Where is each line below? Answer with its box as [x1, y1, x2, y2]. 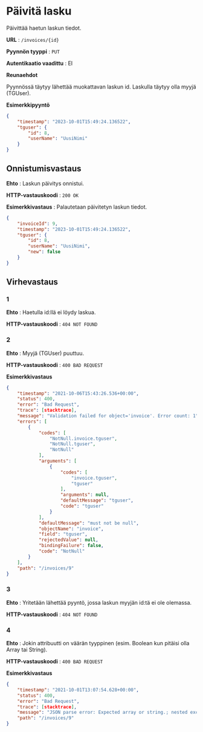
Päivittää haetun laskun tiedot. [6, 24, 82, 32]
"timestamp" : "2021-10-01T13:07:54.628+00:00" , [17, 687, 139, 693]
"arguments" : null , [60, 492, 110, 498]
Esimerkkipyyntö [6, 101, 50, 109]
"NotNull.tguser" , [49, 441, 96, 447]
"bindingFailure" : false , [38, 543, 104, 549]
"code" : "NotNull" [38, 548, 85, 554]
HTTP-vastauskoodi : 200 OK [6, 191, 79, 198]
